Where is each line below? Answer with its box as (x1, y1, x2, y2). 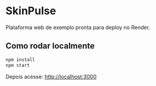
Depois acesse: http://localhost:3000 (5, 73, 97, 80)
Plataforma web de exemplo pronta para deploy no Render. (5, 24, 150, 31)
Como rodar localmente (5, 41, 95, 51)
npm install (5, 56, 35, 63)
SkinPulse (5, 4, 57, 18)
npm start (5, 62, 30, 68)
